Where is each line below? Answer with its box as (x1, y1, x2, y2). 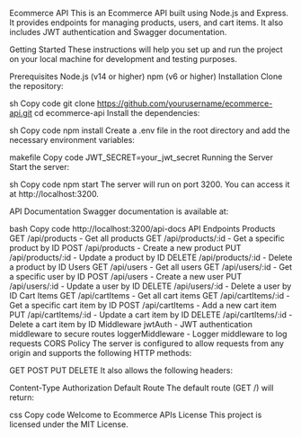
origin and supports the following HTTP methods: (9, 348, 192, 358)
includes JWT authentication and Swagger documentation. (9, 27, 227, 37)
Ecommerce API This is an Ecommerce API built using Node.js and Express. (9, 8, 289, 18)
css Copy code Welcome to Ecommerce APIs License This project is (9, 409, 262, 420)
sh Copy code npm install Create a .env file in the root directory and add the (9, 125, 290, 136)
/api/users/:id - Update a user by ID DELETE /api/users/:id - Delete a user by (9, 281, 292, 291)
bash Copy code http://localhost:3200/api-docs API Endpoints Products (9, 224, 276, 234)
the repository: (9, 81, 65, 91)
